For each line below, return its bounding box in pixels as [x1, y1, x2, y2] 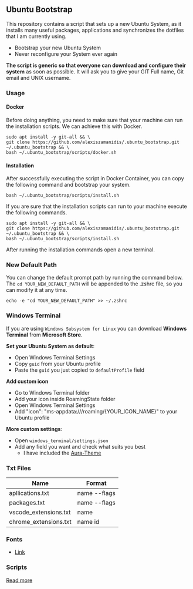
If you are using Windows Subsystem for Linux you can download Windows [6, 325, 187, 332]
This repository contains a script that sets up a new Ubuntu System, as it [6, 20, 182, 27]
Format [86, 479, 107, 487]
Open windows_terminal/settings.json [14, 437, 109, 444]
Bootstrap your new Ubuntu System [14, 44, 101, 51]
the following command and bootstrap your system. [6, 181, 131, 189]
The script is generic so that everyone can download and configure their [6, 62, 187, 69]
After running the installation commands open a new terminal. [6, 246, 155, 253]
